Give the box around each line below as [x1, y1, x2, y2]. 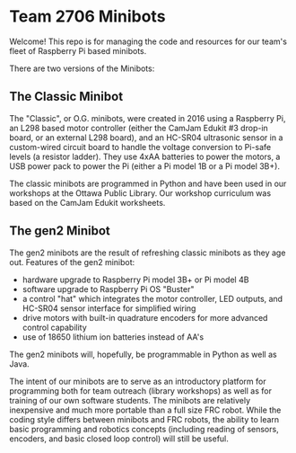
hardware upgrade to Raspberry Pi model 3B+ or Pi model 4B [22, 274, 249, 285]
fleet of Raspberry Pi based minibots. [9, 45, 147, 56]
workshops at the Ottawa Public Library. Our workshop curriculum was [9, 187, 272, 199]
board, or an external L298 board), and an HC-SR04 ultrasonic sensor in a [9, 132, 283, 143]
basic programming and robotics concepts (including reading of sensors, [9, 423, 280, 434]
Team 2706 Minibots [9, 6, 166, 27]
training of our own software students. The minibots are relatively [9, 395, 251, 405]
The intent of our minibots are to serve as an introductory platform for [9, 376, 266, 386]
